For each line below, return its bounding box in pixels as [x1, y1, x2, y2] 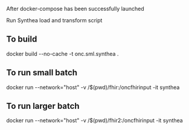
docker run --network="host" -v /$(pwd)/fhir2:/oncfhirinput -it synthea [6, 117, 183, 124]
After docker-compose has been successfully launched [6, 5, 145, 12]
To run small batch [6, 67, 77, 78]
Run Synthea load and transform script [6, 17, 103, 23]
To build [6, 34, 37, 45]
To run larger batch [6, 101, 80, 111]
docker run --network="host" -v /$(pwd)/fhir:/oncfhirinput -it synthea [6, 84, 180, 91]
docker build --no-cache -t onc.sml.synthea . [6, 50, 119, 57]
